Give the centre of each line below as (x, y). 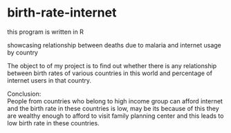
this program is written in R (46, 32)
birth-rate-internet (62, 13)
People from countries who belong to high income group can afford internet (115, 101)
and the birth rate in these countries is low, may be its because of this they (113, 108)
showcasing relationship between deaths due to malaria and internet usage (114, 45)
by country (22, 52)
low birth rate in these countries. (53, 123)
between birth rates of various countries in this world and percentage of (110, 73)
